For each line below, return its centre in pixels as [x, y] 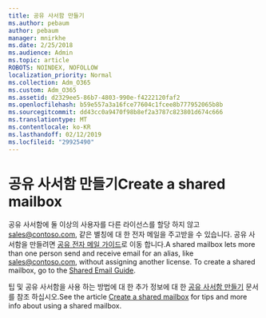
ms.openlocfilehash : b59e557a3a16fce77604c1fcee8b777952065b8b [116, 105]
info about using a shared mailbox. [65, 306]
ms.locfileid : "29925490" [51, 142]
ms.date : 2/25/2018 [41, 46]
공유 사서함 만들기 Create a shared [117, 184]
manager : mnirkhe [37, 38]
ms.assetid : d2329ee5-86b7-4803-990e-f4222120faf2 [94, 97]
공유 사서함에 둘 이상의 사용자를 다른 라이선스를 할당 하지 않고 [104, 225]
